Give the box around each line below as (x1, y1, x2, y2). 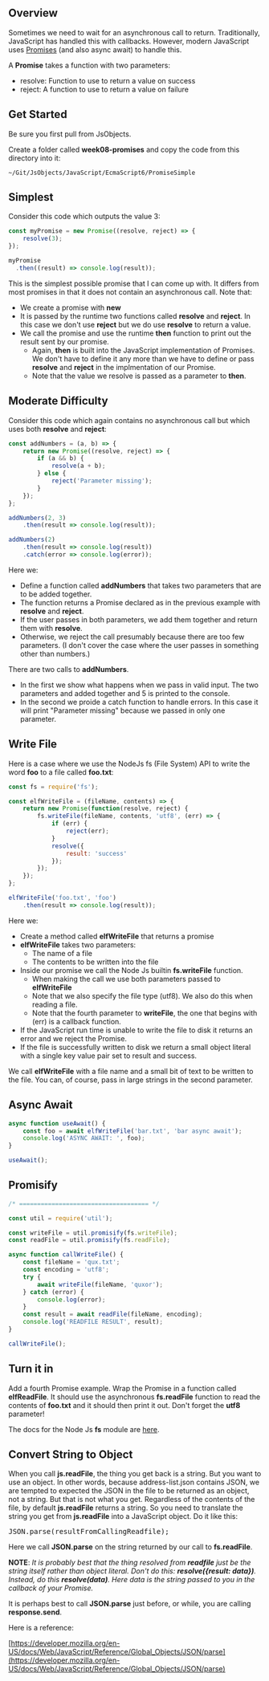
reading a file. (31, 999, 78, 1009)
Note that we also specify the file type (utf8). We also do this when (31, 991, 253, 1000)
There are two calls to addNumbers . (8, 664, 129, 674)
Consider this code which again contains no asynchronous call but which (8, 415, 251, 425)
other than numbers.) (19, 649, 91, 658)
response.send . (8, 1607, 63, 1617)
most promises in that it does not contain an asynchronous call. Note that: (8, 287, 253, 296)
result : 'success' (65, 849, 128, 857)
